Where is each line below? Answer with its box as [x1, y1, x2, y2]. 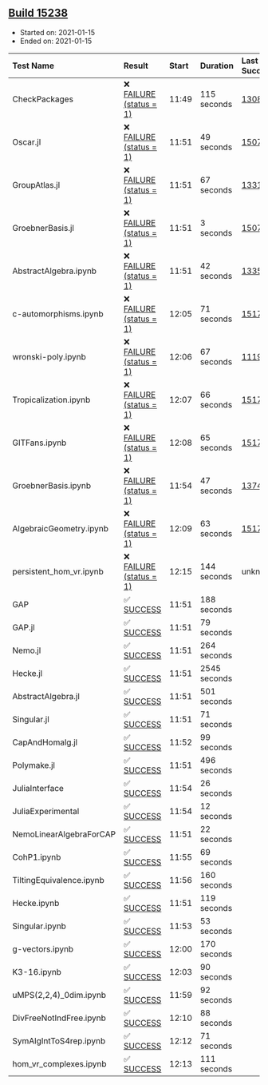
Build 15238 [8, 6, 69, 20]
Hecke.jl [12, 667, 43, 678]
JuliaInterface [12, 782, 64, 793]
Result [123, 60, 149, 71]
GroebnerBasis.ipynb [12, 479, 92, 491]
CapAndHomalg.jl [12, 737, 78, 748]
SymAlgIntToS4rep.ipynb [12, 1035, 106, 1046]
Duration [199, 60, 234, 71]
